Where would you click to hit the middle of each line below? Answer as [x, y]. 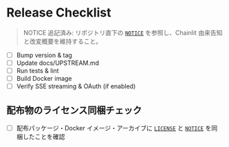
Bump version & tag [44, 55]
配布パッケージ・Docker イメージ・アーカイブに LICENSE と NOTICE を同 [117, 128]
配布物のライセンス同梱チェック [74, 110]
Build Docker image [44, 79]
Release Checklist [59, 13]
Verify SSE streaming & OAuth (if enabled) [76, 86]
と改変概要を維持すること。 [63, 41]
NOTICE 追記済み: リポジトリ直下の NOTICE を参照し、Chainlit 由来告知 [123, 32]
